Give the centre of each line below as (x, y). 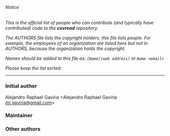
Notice (12, 7)
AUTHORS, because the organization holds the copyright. (66, 49)
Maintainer (19, 115)
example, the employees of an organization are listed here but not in (77, 43)
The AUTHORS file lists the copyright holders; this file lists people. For (78, 38)
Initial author (21, 86)
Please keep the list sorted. (34, 68)
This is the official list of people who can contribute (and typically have (79, 23)
